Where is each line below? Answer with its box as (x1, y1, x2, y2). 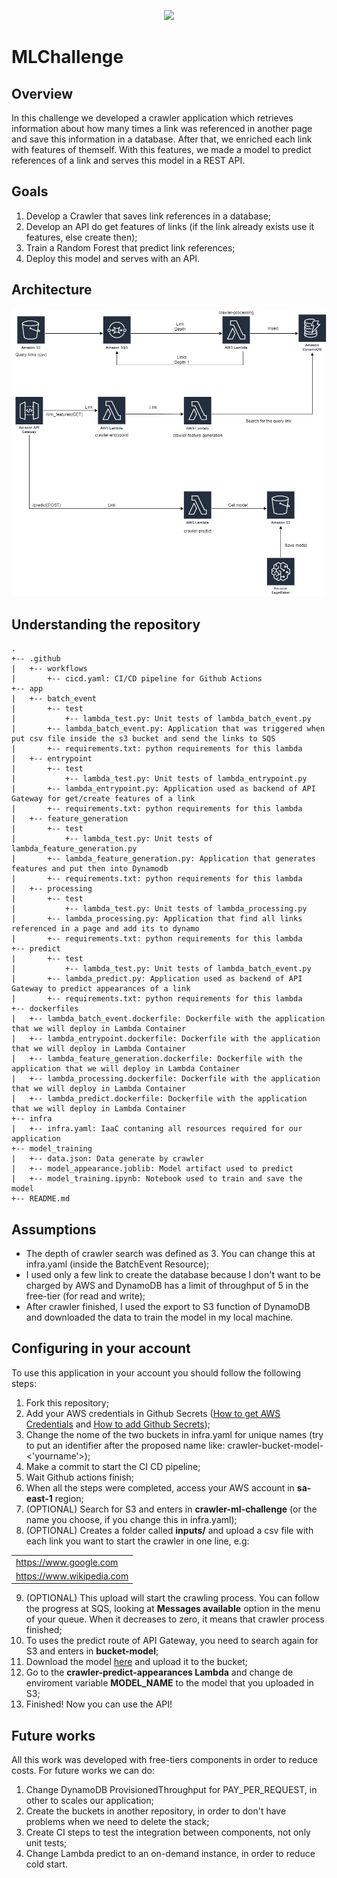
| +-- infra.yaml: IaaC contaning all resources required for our (11, 1124, 303, 1134)
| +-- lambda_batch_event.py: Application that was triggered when (11, 724, 326, 734)
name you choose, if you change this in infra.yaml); (25, 1513, 238, 1525)
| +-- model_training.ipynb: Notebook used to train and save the (11, 1174, 303, 1184)
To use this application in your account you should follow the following (11, 1366, 302, 1379)
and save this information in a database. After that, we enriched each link (11, 133, 313, 145)
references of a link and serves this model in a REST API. (11, 155, 246, 166)
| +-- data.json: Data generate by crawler (11, 1154, 204, 1164)
